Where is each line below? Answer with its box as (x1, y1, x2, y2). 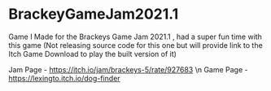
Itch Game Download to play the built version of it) (8, 49, 177, 58)
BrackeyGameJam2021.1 (8, 5, 179, 24)
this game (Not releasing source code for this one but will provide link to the (8, 40, 263, 50)
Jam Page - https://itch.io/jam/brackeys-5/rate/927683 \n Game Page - (8, 64, 248, 74)
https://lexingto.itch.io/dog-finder (8, 73, 120, 83)
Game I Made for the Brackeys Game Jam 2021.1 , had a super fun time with (8, 32, 263, 41)
